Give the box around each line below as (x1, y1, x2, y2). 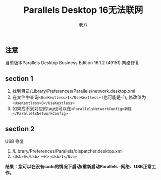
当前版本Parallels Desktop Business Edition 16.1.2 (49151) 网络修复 (5, 60, 140, 66)
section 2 (5, 124, 35, 133)
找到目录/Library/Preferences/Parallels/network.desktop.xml (12, 88, 135, 94)
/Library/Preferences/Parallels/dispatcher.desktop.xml (12, 148, 123, 154)
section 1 (5, 74, 33, 83)
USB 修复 (5, 138, 24, 144)
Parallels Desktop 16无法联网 (23, 4, 143, 16)
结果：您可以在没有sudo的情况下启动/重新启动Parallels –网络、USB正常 (5, 163, 152, 169)
